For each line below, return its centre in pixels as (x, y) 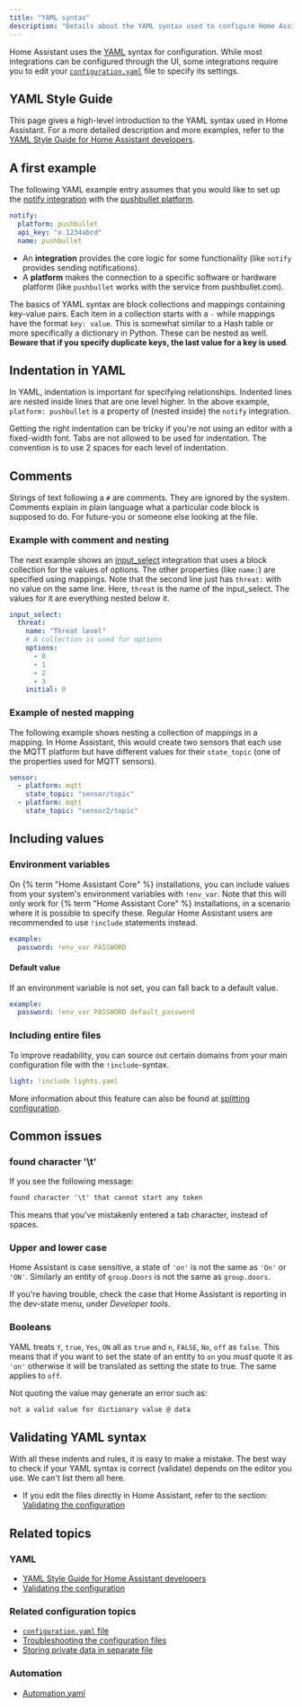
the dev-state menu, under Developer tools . (90, 1304)
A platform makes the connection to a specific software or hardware (149, 277)
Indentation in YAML (67, 371)
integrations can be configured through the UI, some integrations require (144, 61)
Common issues (56, 1135)
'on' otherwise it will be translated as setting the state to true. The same (143, 1366)
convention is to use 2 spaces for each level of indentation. (119, 448)
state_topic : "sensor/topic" (80, 794)
